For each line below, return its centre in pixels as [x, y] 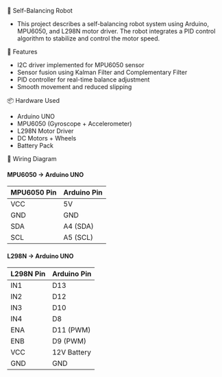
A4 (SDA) [78, 226]
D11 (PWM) [72, 330]
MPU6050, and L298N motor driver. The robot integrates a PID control [116, 31]
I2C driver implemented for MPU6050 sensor [81, 65]
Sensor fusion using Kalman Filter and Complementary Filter [102, 72]
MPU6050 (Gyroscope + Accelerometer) [74, 124]
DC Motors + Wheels [47, 138]
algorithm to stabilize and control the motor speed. [88, 38]
